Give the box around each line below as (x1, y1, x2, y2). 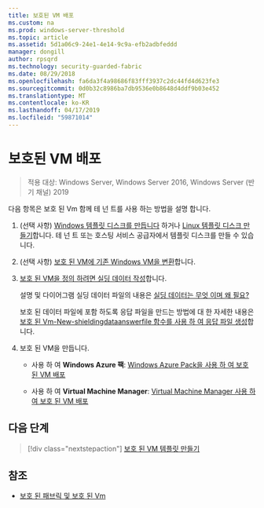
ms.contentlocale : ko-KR (8, 99, 90, 107)
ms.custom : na (8, 19, 55, 27)
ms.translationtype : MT (8, 92, 86, 100)
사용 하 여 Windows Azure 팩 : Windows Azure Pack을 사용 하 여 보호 (31, 360, 249, 369)
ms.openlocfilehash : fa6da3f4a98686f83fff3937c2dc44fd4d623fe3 (8, 77, 220, 85)
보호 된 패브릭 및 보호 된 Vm (19, 492, 106, 501)
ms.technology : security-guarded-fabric (8, 63, 143, 71)
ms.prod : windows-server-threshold (8, 26, 125, 34)
